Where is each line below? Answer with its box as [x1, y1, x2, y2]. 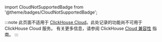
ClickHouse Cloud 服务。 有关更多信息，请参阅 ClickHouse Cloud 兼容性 [4, 25, 151, 31]
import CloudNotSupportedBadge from [4, 4, 84, 10]
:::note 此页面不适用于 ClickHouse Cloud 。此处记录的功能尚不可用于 [4, 20, 143, 25]
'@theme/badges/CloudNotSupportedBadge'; [4, 9, 97, 15]
